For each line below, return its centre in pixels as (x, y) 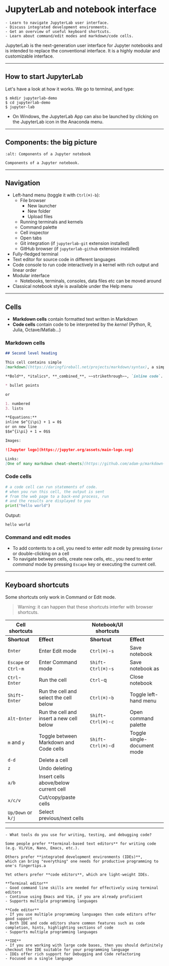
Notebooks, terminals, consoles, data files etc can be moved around (91, 281)
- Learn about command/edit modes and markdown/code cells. (70, 36)
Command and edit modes (38, 537)
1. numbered (18, 403)
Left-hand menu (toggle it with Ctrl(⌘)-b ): (56, 195)
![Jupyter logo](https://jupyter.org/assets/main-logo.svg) (70, 450)
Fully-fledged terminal (35, 254)
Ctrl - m (16, 669)
